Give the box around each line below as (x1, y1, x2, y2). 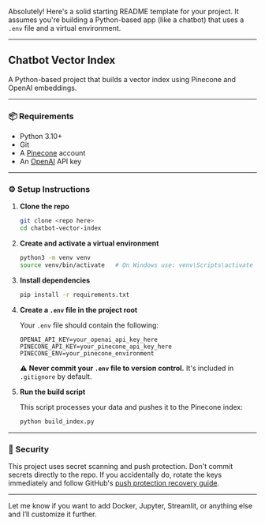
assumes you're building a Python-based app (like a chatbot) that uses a (8, 15, 244, 24)
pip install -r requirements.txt (19, 291, 130, 298)
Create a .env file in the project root (19, 305, 138, 314)
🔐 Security (8, 444, 50, 455)
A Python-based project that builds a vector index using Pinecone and (8, 74, 237, 84)
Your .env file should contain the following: (19, 320, 159, 330)
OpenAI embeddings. (8, 83, 77, 92)
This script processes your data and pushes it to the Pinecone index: (19, 402, 243, 411)
